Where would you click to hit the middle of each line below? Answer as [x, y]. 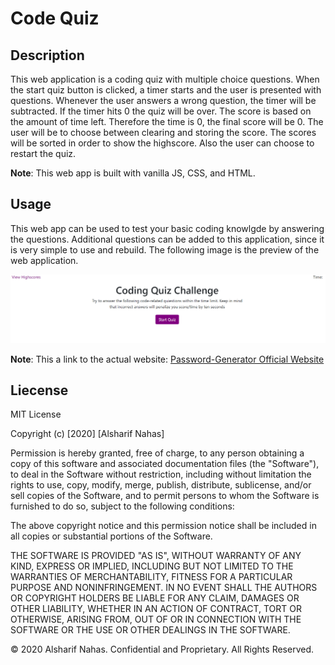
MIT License [36, 414]
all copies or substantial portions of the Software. [111, 536]
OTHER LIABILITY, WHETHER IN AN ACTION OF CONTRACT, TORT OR [156, 609]
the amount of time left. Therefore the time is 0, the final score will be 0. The [167, 121]
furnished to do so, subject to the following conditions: [122, 506]
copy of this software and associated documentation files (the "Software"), [165, 464]
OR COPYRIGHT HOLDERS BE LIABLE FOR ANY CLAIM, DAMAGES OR [155, 598]
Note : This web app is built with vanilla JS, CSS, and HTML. [133, 173]
